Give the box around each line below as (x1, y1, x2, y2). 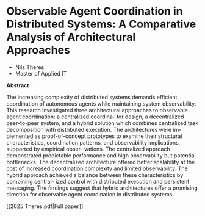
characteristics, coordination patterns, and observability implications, (6, 139, 181, 146)
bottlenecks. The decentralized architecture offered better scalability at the (6, 158, 195, 165)
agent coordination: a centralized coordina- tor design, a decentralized (6, 113, 184, 120)
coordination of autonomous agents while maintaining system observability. (6, 99, 196, 107)
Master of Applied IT (15, 70, 67, 77)
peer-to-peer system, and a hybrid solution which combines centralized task (6, 119, 199, 126)
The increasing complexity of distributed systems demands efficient (6, 93, 178, 101)
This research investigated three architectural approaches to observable (6, 106, 188, 113)
